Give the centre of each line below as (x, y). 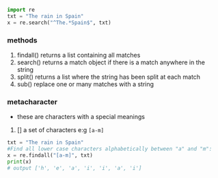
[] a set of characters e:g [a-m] (60, 130)
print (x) (19, 162)
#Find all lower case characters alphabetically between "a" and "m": (110, 149)
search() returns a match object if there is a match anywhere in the (111, 62)
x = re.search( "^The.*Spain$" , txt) (59, 23)
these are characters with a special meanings (81, 117)
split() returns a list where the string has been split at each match (108, 77)
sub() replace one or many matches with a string (85, 84)
